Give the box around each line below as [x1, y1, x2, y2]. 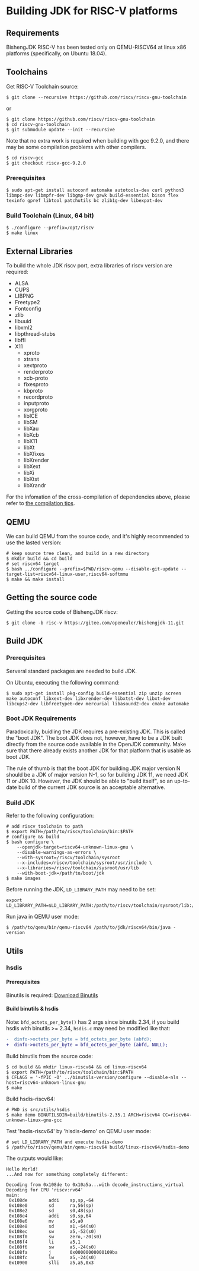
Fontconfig [14, 305, 41, 313]
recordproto [23, 393, 53, 400]
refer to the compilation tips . [6, 500, 75, 507]
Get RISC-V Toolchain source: [6, 83, 79, 90]
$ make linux [6, 230, 38, 236]
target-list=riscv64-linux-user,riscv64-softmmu [6, 572, 129, 578]
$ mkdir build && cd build [6, 556, 73, 562]
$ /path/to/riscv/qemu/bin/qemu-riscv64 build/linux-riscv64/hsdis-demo [6, 1144, 190, 1150]
